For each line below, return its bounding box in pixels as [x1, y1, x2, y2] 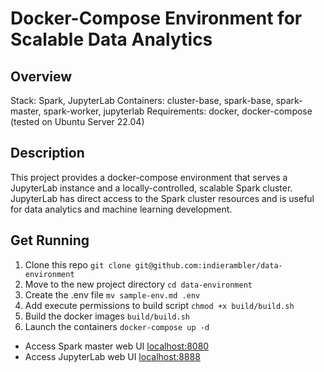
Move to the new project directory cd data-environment [24, 278, 253, 290]
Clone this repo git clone [24, 258, 132, 271]
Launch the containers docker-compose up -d [24, 320, 210, 332]
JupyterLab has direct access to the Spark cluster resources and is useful [10, 192, 315, 204]
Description [10, 145, 85, 162]
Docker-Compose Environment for [10, 7, 303, 30]
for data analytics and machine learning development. [10, 203, 233, 215]
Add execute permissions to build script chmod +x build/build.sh [24, 299, 295, 311]
